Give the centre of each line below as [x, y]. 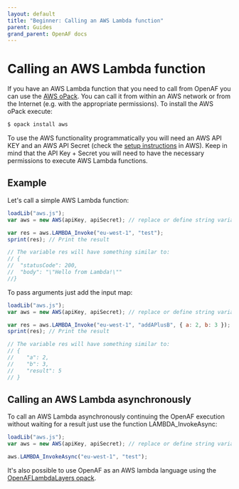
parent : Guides [30, 27]
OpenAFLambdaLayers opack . [52, 478]
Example [27, 183]
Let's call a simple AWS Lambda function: [68, 200]
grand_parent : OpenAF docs [47, 34]
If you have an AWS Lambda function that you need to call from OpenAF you [119, 89]
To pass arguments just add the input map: [70, 292]
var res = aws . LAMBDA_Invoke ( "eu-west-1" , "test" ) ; [85, 233]
